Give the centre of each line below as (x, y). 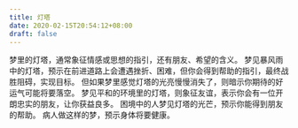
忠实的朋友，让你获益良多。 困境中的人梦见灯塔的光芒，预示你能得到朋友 (150, 104)
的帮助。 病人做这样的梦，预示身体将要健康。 (92, 115)
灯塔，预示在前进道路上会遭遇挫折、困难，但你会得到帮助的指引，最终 (153, 71)
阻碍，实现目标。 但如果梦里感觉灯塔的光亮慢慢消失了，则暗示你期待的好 (150, 82)
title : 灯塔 (30, 17)
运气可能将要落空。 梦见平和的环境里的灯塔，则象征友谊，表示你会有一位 (142, 93)
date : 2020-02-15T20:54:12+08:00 (71, 26)
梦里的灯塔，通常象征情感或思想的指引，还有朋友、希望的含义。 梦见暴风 (142, 60)
